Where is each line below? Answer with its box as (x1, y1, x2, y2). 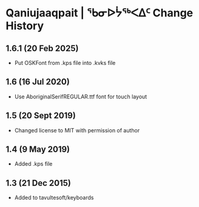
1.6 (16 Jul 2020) (5, 76, 70, 87)
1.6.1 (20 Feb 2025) (5, 43, 79, 53)
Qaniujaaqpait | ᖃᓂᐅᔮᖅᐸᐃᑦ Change (5, 6, 194, 20)
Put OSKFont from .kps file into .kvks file (14, 59, 116, 66)
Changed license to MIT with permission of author (14, 126, 140, 134)
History (5, 19, 44, 33)
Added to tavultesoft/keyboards (14, 194, 94, 202)
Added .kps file (14, 160, 53, 168)
